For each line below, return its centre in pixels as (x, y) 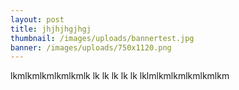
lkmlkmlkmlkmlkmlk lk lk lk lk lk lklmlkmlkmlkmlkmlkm (120, 76)
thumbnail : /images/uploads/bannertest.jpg (102, 38)
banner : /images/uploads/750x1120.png (91, 47)
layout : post (37, 19)
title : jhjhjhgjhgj (51, 29)
